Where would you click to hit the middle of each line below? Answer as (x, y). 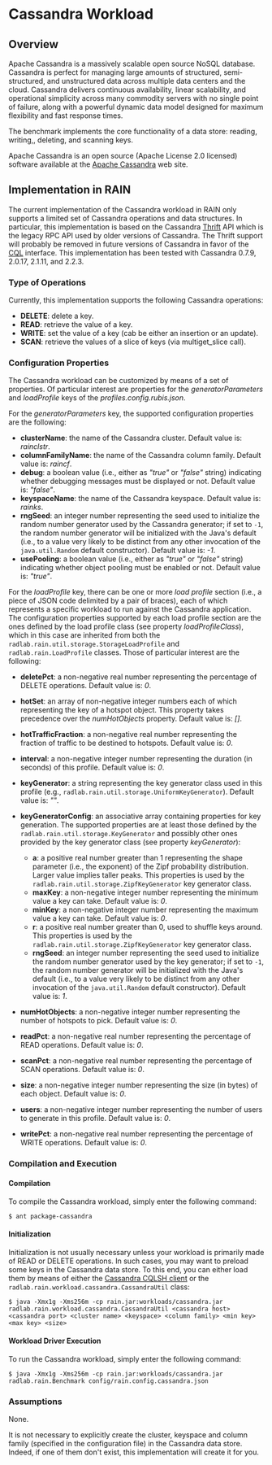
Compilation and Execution (63, 1164)
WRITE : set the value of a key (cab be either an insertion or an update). (139, 334)
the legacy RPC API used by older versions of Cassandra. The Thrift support (136, 235)
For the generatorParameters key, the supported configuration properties (131, 414)
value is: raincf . (46, 464)
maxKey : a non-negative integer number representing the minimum (145, 892)
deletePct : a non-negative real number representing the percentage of (138, 677)
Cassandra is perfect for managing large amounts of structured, (115, 72)
